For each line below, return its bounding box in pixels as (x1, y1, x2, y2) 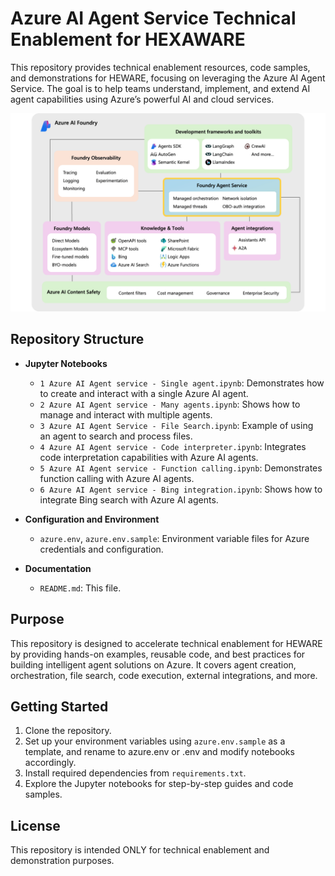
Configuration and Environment (24, 513, 160, 525)
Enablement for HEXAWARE (10, 28, 246, 51)
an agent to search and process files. (39, 430, 193, 442)
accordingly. (24, 757, 77, 769)
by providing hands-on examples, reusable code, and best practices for (10, 648, 306, 660)
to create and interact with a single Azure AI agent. (39, 387, 249, 399)
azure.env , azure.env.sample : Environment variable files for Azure (39, 532, 310, 544)
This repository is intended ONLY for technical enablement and (10, 844, 270, 856)
